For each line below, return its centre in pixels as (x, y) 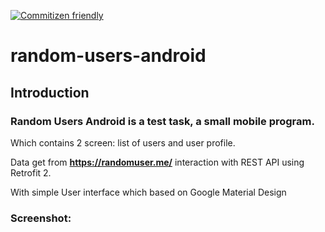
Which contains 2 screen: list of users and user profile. (123, 142)
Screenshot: (41, 218)
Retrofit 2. (31, 172)
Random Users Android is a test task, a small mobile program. (162, 121)
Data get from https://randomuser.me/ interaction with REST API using (157, 162)
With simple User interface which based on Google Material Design (148, 192)
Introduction (50, 92)
